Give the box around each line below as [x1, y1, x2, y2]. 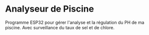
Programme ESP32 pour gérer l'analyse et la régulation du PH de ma [5, 19, 145, 25]
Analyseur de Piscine [5, 3, 94, 15]
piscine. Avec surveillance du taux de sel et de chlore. [5, 24, 115, 30]
